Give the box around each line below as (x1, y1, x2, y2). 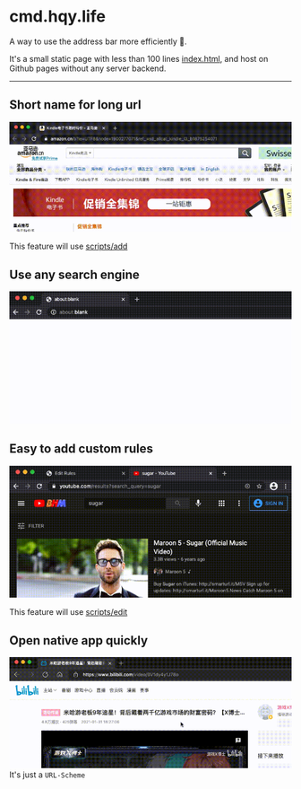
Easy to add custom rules (9, 442, 154, 457)
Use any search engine (9, 267, 141, 282)
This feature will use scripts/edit (9, 607, 128, 618)
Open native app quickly (9, 633, 149, 648)
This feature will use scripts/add (9, 241, 128, 252)
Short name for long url (9, 97, 142, 113)
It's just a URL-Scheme (9, 769, 86, 780)
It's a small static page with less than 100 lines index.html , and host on (9, 53, 269, 64)
